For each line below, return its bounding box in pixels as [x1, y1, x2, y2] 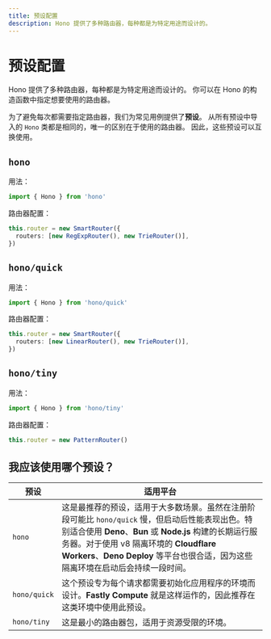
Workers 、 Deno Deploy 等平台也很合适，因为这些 [61, 550, 253, 561]
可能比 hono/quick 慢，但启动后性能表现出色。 [69, 514, 245, 525]
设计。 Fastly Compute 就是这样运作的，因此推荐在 [61, 590, 256, 601]
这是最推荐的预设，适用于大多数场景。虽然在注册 [61, 502, 248, 513]
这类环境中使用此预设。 [61, 602, 151, 613]
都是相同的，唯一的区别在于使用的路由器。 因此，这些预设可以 [48, 122, 256, 132]
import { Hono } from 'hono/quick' [8, 298, 128, 307]
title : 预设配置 [8, 11, 58, 20]
